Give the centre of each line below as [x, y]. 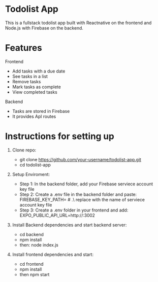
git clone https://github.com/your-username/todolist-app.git [80, 159]
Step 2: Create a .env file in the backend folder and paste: [78, 194]
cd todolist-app [35, 165]
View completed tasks [35, 92]
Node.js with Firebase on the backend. [44, 28]
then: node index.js [39, 245]
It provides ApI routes [34, 116]
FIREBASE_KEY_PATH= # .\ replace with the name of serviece [82, 199]
